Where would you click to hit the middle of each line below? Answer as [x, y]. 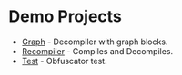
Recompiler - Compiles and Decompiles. [97, 51]
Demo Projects [65, 17]
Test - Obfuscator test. [64, 61]
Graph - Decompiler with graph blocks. [95, 42]
